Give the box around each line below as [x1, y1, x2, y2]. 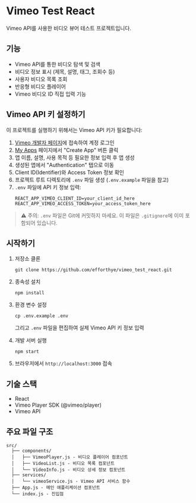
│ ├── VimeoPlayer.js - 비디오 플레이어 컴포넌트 [11, 454, 128, 460]
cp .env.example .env [14, 313, 68, 319]
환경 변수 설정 [14, 301, 47, 309]
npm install [14, 290, 45, 296]
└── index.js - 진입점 [11, 491, 64, 497]
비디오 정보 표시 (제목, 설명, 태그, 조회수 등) [14, 68, 115, 75]
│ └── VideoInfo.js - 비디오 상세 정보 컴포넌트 [11, 467, 126, 473]
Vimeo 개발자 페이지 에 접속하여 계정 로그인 [14, 139, 115, 146]
